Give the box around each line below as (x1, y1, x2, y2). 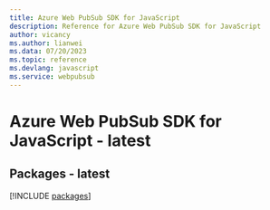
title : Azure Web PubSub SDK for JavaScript (9, 13, 180, 23)
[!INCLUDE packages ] (9, 190, 92, 201)
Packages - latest (9, 167, 111, 182)
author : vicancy (9, 30, 71, 39)
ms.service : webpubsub (9, 72, 95, 81)
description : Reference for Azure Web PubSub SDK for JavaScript (9, 22, 261, 31)
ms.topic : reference (9, 55, 88, 64)
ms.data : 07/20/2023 (9, 47, 88, 56)
